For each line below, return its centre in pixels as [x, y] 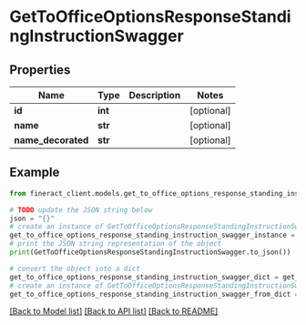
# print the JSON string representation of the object [116, 244]
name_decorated [51, 140]
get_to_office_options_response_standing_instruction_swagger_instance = [153, 235]
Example [35, 173]
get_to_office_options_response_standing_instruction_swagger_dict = [144, 277]
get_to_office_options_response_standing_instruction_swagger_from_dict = [154, 294]
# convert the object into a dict [75, 269]
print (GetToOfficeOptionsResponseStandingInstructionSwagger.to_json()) [150, 252]
